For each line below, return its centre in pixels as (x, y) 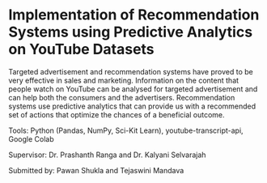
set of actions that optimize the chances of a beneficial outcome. (117, 114)
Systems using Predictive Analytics (131, 32)
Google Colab (31, 138)
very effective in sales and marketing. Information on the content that (124, 80)
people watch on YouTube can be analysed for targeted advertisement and (133, 89)
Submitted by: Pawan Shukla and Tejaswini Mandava (96, 170)
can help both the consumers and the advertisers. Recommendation (122, 97)
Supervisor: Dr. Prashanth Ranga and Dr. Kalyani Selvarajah (107, 155)
